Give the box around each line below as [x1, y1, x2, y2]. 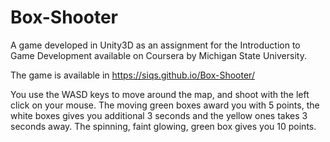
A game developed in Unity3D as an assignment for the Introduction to [10, 39, 301, 51]
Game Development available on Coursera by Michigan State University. [10, 49, 307, 61]
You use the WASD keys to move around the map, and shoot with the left [10, 88, 310, 100]
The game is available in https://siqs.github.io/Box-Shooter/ [10, 69, 255, 81]
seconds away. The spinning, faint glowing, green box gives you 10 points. [10, 120, 317, 132]
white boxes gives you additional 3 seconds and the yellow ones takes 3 [10, 109, 308, 121]
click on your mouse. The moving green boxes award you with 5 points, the [10, 99, 320, 111]
